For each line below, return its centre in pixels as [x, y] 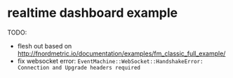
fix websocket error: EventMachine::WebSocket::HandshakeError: [110, 60]
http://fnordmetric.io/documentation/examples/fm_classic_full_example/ [121, 53]
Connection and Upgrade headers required [79, 67]
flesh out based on [45, 46]
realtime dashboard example [93, 13]
